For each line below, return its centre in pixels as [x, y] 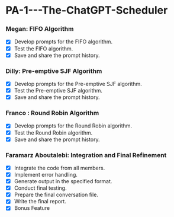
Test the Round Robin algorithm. [53, 133]
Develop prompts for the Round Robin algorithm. [73, 126]
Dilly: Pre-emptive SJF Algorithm [54, 71]
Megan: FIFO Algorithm [40, 29]
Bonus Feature [32, 208]
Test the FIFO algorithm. [43, 49]
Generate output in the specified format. [63, 181]
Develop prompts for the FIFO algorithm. [63, 42]
